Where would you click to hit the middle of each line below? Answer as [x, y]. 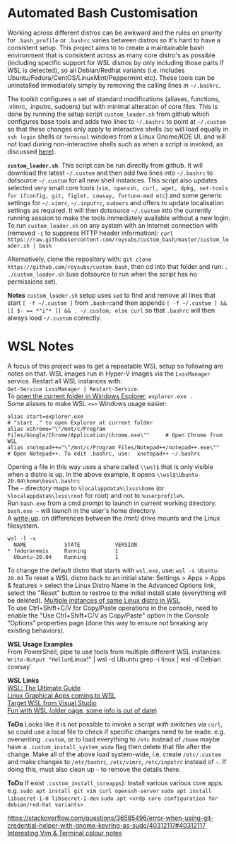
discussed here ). [32, 151]
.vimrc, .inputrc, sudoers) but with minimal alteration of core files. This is [113, 106]
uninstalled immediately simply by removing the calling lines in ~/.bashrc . [114, 85]
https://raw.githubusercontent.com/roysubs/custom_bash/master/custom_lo [118, 239]
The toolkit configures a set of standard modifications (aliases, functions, [114, 99]
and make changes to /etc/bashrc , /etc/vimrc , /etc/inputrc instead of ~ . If [117, 761]
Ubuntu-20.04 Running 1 [66, 557]
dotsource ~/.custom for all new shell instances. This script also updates [112, 180]
